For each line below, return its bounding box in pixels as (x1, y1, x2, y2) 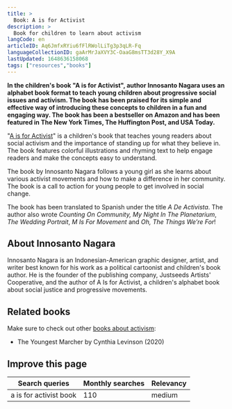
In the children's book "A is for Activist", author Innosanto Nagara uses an (7, 81, 225, 89)
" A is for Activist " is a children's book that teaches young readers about (7, 131, 212, 140)
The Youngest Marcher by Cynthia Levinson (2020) (17, 338, 165, 346)
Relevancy (151, 378, 187, 388)
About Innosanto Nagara (7, 238, 116, 250)
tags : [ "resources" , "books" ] (7, 62, 92, 69)
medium (151, 390, 179, 400)
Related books (7, 305, 71, 317)
